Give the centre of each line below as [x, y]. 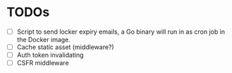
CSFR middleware [43, 63]
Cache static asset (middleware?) [65, 47]
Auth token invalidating [50, 55]
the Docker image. [44, 40]
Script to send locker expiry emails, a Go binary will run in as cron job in [121, 32]
